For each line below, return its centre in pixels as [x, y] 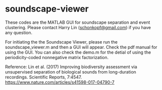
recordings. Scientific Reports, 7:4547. [43, 77]
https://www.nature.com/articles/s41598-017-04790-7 [60, 82]
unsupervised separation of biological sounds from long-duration [71, 72]
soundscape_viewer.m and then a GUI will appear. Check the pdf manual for [81, 47]
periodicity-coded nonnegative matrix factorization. [57, 57]
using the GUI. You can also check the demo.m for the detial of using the [78, 52]
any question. [19, 32]
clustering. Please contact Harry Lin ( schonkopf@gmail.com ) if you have [78, 27]
